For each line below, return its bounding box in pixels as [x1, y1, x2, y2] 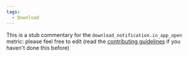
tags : [6, 8, 20, 15]
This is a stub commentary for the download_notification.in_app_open [6, 31, 183, 38]
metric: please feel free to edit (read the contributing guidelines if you [6, 38, 181, 45]
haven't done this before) [6, 44, 70, 52]
